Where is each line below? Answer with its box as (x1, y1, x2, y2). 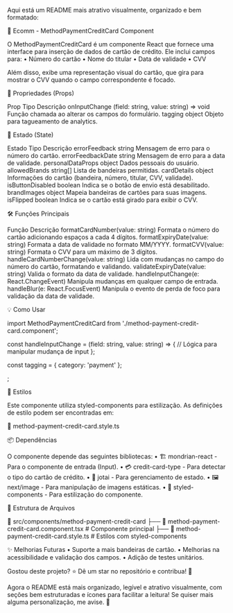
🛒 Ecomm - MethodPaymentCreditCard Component (7, 27, 154, 35)
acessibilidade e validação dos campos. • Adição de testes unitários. (7, 553, 205, 561)
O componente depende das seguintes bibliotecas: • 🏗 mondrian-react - (7, 452, 218, 460)
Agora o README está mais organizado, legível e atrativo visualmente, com (7, 583, 223, 592)
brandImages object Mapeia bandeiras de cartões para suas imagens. (7, 189, 207, 196)
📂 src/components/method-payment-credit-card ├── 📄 (7, 517, 166, 526)
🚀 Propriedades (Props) (7, 89, 75, 97)
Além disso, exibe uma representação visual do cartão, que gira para (7, 69, 205, 76)
